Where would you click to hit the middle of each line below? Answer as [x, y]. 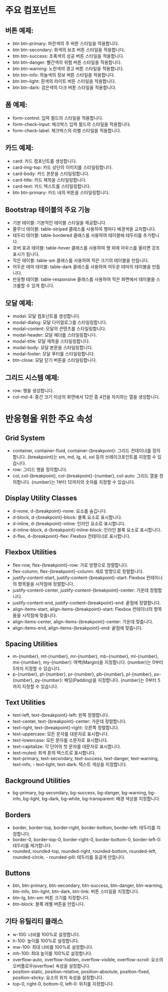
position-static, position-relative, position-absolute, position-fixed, [81, 971]
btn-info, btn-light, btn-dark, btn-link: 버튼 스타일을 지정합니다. [76, 891]
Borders [18, 815]
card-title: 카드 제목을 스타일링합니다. [50, 180]
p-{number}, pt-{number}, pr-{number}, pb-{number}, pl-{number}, [83, 674]
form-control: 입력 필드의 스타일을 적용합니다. [58, 118]
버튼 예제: [19, 30]
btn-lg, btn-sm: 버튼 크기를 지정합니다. [51, 897]
